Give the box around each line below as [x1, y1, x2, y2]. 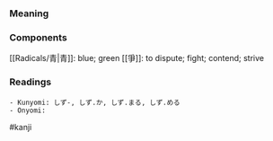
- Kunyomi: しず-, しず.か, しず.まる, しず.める [9, 98, 181, 107]
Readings [9, 75, 52, 88]
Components [9, 31, 67, 43]
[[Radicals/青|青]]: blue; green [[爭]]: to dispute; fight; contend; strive [9, 53, 265, 64]
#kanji [9, 121, 32, 132]
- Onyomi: [9, 106, 47, 115]
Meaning [9, 7, 49, 20]
